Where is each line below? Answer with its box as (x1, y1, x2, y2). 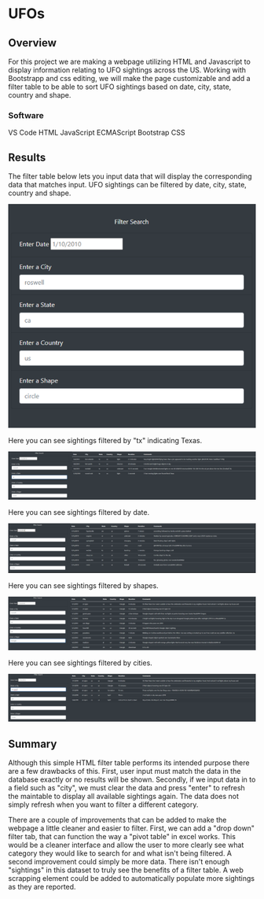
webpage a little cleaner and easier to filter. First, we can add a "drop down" (8, 823, 255, 833)
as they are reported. (8, 882, 76, 892)
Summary (8, 737, 57, 750)
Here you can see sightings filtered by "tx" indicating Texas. (8, 435, 203, 445)
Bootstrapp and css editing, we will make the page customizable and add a (8, 74, 251, 83)
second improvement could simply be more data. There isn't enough (8, 857, 230, 867)
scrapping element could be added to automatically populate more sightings (8, 874, 255, 883)
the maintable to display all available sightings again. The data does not (8, 792, 240, 801)
